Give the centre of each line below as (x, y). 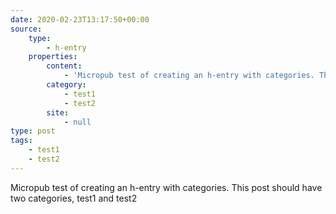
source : (26, 29)
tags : (21, 141)
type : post (33, 131)
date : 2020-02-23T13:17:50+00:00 (80, 19)
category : (66, 85)
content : (64, 66)
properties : (53, 57)
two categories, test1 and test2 (74, 198)
